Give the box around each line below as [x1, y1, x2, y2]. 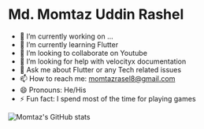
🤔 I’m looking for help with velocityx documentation [19, 57, 187, 66]
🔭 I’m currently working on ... [19, 31, 113, 41]
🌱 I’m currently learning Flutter [19, 39, 119, 49]
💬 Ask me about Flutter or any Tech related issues [19, 64, 182, 74]
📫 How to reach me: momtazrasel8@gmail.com [19, 73, 176, 83]
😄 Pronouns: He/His [19, 85, 87, 94]
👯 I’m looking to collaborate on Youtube [19, 48, 148, 57]
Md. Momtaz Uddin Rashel [8, 6, 184, 24]
